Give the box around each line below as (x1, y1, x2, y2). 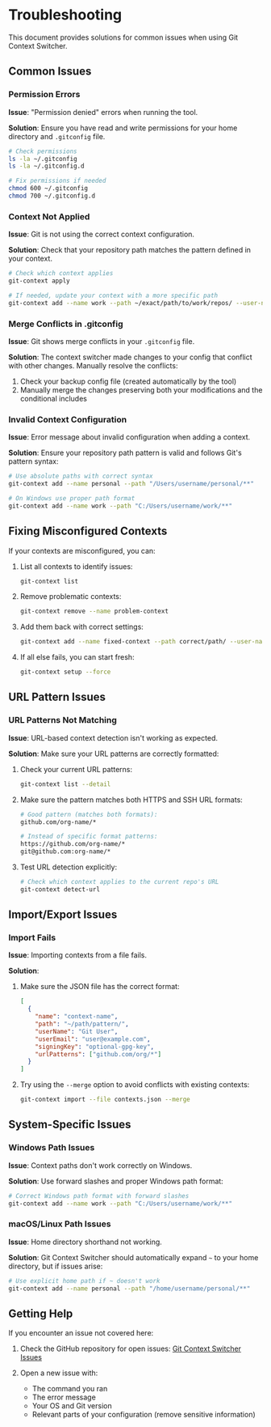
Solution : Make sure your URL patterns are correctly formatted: (8, 749, 219, 758)
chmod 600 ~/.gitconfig (8, 185, 89, 193)
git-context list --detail (19, 779, 111, 788)
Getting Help (8, 1306, 73, 1320)
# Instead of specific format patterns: (19, 832, 158, 841)
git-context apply (8, 277, 70, 285)
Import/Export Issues (8, 908, 118, 922)
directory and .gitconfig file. (8, 131, 106, 141)
